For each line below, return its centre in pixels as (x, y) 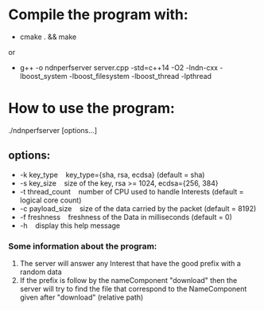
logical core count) (50, 200)
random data (41, 272)
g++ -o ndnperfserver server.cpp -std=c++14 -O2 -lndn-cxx (119, 67)
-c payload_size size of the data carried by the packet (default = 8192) (138, 208)
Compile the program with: (98, 15)
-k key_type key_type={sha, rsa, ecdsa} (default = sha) (112, 175)
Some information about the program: (83, 246)
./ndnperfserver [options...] (53, 130)
